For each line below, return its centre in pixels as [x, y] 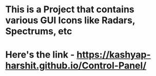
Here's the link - [40, 55]
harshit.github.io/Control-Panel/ [76, 66]
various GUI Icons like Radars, [70, 20]
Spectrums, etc [39, 31]
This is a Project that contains [70, 9]
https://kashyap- [114, 55]
